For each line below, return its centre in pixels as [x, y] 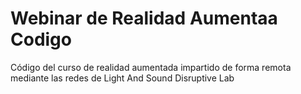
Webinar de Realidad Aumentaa [144, 18]
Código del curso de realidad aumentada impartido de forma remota [151, 67]
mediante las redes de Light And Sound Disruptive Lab [122, 78]
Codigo [41, 39]
